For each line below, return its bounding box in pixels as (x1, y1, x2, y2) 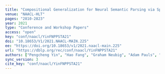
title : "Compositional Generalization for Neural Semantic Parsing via (5, 7, 155, 12)
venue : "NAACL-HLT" (5, 12, 45, 17)
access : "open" (5, 30, 36, 35)
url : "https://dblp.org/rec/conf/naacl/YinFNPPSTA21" (5, 48, 118, 53)
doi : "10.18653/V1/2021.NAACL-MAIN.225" (5, 39, 89, 44)
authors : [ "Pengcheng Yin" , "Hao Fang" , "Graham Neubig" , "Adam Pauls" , (5, 52, 157, 57)
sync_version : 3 (5, 57, 38, 62)
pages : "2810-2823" (5, 16, 45, 21)
